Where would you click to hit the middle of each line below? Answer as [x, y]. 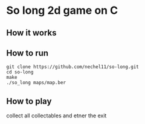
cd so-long [20, 72]
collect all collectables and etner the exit [56, 116]
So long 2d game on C [62, 11]
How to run [27, 53]
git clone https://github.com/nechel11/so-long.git [72, 67]
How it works [31, 33]
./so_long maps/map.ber [36, 83]
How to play [29, 101]
